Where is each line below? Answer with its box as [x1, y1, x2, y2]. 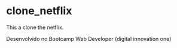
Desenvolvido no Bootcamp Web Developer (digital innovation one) [6, 35, 172, 42]
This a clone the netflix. [6, 24, 64, 31]
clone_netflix [6, 4, 72, 18]
